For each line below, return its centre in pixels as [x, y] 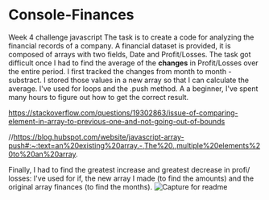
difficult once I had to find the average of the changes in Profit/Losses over [134, 63]
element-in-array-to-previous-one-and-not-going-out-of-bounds [117, 121]
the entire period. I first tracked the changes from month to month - [120, 71]
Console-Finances [71, 15]
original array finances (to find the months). [81, 186]
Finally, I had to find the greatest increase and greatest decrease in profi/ [129, 169]
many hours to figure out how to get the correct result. [99, 97]
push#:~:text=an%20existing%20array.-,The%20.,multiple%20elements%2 [134, 145]
